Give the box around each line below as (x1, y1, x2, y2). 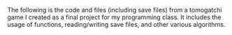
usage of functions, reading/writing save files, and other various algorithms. (7, 21, 226, 28)
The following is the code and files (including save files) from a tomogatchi (7, 6, 222, 14)
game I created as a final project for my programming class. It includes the (7, 13, 222, 21)
